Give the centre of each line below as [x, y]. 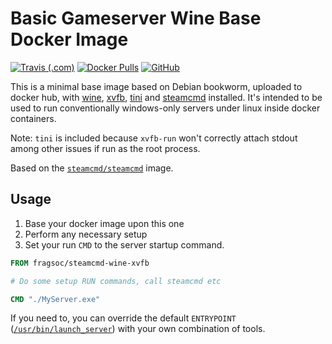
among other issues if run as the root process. [105, 148]
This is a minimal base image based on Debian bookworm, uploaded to [156, 86]
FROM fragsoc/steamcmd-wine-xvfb [80, 263]
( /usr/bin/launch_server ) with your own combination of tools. [138, 329]
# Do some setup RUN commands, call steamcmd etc [116, 281]
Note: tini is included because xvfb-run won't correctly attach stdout [154, 138]
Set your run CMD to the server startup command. [124, 244]
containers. [33, 118]
